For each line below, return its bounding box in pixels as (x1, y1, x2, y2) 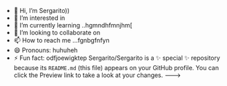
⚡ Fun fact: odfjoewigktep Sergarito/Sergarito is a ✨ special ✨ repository (13, 54, 221, 62)
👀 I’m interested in (13, 14, 66, 22)
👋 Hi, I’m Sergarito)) (13, 7, 70, 14)
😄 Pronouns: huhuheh (13, 46, 78, 54)
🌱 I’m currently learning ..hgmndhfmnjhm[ (13, 21, 132, 29)
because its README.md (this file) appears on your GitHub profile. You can (13, 64, 219, 72)
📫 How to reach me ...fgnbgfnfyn (13, 36, 110, 44)
